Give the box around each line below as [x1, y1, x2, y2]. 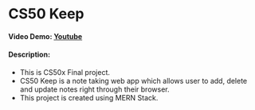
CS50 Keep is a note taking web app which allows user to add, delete [19, 76, 248, 85]
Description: [8, 49, 50, 60]
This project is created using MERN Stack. [19, 92, 159, 102]
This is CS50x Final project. [19, 67, 110, 77]
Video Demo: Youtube [8, 31, 83, 41]
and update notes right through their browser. [19, 84, 170, 94]
